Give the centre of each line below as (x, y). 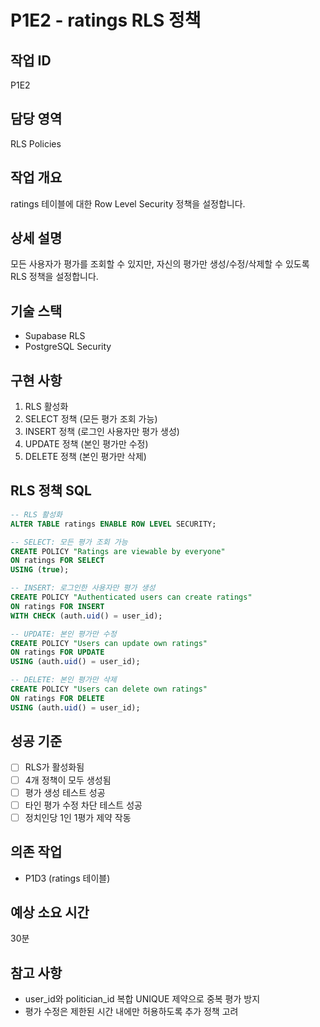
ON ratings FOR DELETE (57, 698)
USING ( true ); (40, 570)
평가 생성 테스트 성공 (65, 792)
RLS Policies (36, 143)
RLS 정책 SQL (51, 491)
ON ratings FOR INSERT (57, 606)
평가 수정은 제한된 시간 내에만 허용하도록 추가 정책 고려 (131, 1012)
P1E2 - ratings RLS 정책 (106, 20)
